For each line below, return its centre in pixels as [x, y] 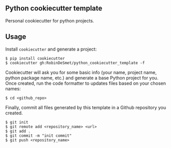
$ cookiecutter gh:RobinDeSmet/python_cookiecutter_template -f [75, 63]
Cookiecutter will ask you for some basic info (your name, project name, [81, 72]
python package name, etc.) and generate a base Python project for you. [82, 78]
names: [13, 88]
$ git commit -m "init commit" [39, 135]
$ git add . [18, 131]
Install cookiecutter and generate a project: [51, 49]
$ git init [17, 122]
